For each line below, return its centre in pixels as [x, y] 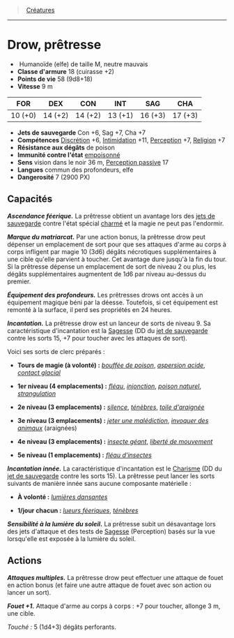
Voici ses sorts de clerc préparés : [56, 351]
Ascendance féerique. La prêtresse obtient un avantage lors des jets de [111, 216]
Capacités [30, 199]
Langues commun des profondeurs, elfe [75, 170]
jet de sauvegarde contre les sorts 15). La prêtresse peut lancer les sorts [111, 476]
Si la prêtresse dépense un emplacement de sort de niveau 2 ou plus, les [112, 266]
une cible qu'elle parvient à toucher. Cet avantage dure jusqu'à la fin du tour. [117, 259]
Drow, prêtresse [54, 45]
